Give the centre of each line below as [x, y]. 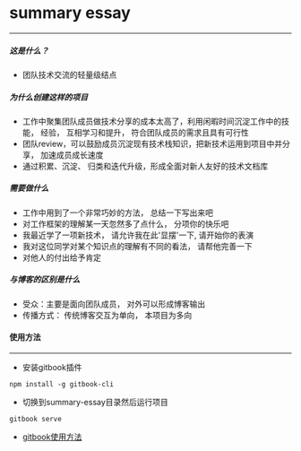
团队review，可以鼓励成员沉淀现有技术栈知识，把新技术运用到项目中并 [152, 143]
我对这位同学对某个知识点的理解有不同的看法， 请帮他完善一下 [137, 246]
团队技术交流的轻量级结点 [69, 74]
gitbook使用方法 [52, 437]
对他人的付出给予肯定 [61, 257]
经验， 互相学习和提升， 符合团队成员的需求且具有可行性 [144, 132]
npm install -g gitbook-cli [62, 385]
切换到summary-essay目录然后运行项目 [95, 403]
